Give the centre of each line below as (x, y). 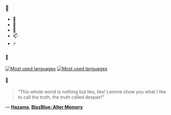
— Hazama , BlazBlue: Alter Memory (44, 107)
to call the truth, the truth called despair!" (61, 97)
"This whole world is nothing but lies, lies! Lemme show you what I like (92, 91)
